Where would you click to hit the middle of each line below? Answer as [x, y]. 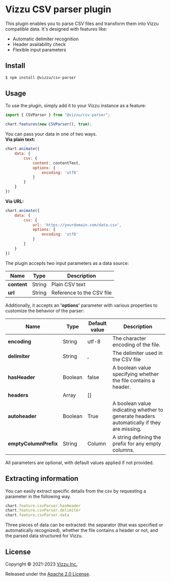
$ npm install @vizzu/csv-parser [41, 78]
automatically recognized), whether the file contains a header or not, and [82, 530]
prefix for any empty [137, 444]
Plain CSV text [68, 284]
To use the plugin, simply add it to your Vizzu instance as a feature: [76, 106]
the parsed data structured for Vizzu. [44, 536]
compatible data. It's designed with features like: [56, 29]
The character [129, 338]
